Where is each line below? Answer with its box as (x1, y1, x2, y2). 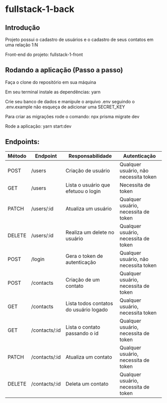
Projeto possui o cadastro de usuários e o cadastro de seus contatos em (5, 36, 154, 42)
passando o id (65, 330, 99, 337)
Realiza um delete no (65, 228, 114, 235)
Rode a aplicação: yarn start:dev (5, 123, 72, 129)
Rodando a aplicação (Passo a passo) (5, 66, 123, 74)
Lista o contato (65, 323, 100, 330)
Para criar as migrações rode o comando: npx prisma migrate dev (5, 113, 140, 119)
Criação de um (65, 276, 100, 283)
